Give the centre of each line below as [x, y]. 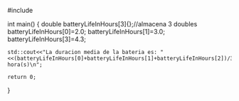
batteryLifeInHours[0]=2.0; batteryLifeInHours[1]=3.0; [86, 32]
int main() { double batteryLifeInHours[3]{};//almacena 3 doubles [102, 24]
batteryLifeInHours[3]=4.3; [47, 39]
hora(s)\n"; [25, 65]
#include [20, 10]
